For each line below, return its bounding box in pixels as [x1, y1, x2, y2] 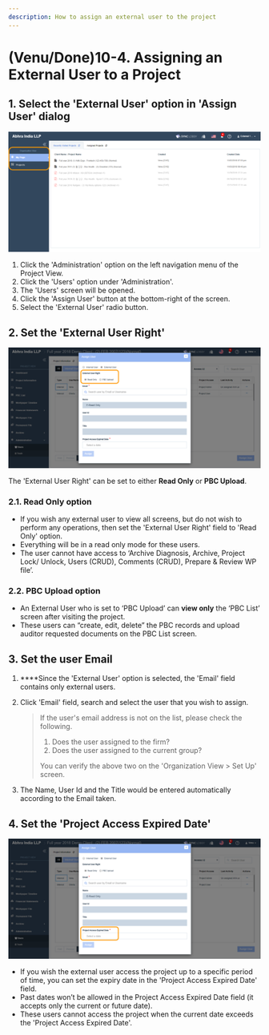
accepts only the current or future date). [19, 1001, 153, 1011]
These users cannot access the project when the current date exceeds [19, 1009, 254, 1019]
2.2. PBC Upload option [8, 586, 101, 596]
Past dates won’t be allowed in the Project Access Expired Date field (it [19, 993, 254, 1002]
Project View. [19, 268, 64, 278]
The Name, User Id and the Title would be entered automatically [19, 785, 231, 795]
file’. [19, 566, 34, 575]
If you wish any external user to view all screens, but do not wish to [19, 514, 243, 524]
